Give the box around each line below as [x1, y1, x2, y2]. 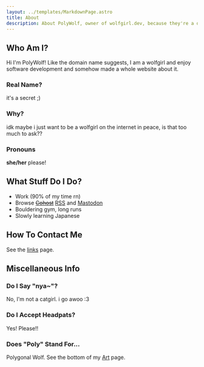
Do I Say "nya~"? [6, 282, 58, 290]
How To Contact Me [6, 229, 83, 240]
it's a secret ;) [6, 94, 41, 102]
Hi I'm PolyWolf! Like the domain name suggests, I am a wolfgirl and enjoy [6, 59, 191, 66]
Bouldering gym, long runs [15, 205, 82, 213]
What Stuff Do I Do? [6, 177, 82, 187]
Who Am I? [6, 43, 49, 53]
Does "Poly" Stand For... [6, 340, 80, 348]
